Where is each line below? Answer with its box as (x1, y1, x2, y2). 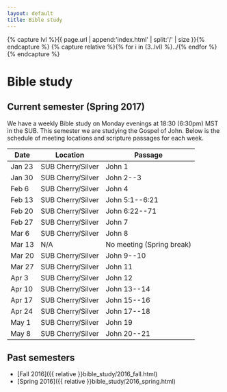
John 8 (105, 228, 129, 238)
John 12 (105, 273, 133, 282)
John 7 (105, 217, 129, 227)
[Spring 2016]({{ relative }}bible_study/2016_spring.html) (16, 378, 176, 386)
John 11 (105, 262, 133, 271)
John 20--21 (105, 328, 150, 338)
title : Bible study (7, 16, 63, 23)
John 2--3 (105, 173, 142, 182)
